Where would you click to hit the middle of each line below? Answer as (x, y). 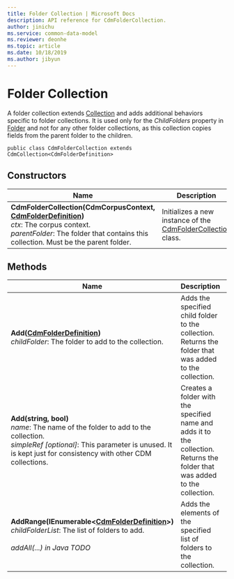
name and (197, 423)
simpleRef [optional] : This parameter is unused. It (92, 445)
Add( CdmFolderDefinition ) (56, 333)
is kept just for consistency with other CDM (81, 453)
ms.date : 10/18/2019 (37, 53)
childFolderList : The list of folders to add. (78, 530)
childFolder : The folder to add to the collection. (87, 342)
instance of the (186, 220)
